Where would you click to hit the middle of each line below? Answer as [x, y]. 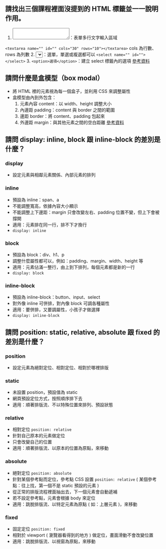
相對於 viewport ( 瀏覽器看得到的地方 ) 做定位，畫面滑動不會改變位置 [83, 535]
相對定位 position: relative [42, 429]
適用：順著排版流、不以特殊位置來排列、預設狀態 [63, 405]
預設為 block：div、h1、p [38, 255]
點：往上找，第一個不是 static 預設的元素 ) [56, 485]
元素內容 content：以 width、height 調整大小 [66, 103]
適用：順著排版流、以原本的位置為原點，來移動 [60, 448]
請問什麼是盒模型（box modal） [55, 78]
